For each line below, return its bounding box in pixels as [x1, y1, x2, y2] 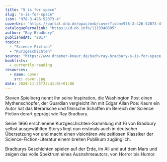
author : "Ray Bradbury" [5, 30, 55, 35]
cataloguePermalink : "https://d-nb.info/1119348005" [5, 26, 117, 31]
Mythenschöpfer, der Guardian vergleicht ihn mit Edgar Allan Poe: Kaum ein [5, 100, 160, 106]
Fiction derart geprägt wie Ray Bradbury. [5, 110, 88, 117]
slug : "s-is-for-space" [5, 12, 55, 17]
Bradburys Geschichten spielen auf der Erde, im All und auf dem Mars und [5, 146, 158, 152]
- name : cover [9, 72, 39, 77]
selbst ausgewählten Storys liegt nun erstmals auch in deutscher [5, 125, 138, 132]
